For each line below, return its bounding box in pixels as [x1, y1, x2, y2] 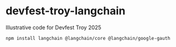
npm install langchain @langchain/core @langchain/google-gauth [5, 35, 171, 41]
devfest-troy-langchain [5, 4, 126, 18]
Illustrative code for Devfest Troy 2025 [5, 24, 102, 31]
